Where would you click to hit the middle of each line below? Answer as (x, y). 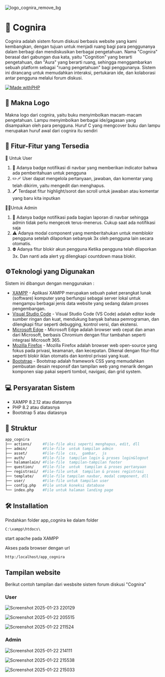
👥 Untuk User (19, 158)
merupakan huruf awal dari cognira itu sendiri (51, 130)
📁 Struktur (21, 428)
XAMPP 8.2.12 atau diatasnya (42, 402)
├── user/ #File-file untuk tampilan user (57, 481)
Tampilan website (33, 572)
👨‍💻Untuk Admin (21, 208)
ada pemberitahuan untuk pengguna (49, 173)
